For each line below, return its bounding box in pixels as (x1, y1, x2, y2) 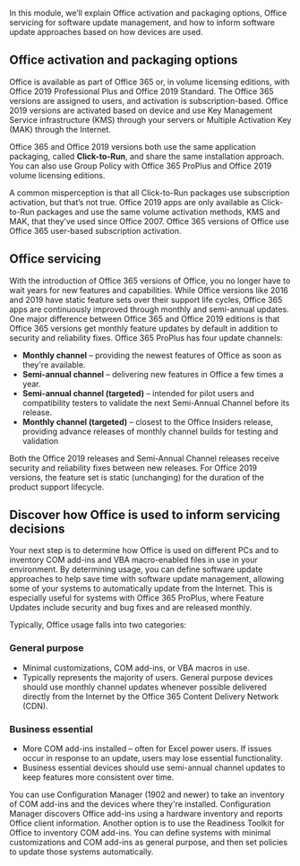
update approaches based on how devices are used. (9, 27, 203, 37)
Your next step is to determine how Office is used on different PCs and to (9, 545, 279, 556)
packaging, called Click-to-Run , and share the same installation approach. (9, 151, 285, 161)
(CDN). (21, 700, 48, 711)
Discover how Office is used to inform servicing (9, 507, 280, 523)
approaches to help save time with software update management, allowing (9, 574, 285, 585)
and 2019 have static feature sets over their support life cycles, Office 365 (9, 294, 283, 305)
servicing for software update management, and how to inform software (9, 17, 276, 28)
